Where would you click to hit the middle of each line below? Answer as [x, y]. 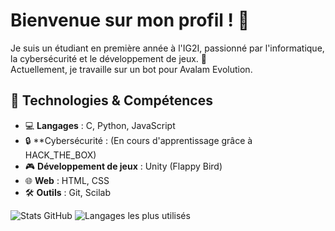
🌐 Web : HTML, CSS [67, 180]
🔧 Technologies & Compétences [111, 100]
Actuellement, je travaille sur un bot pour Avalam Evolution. [131, 69]
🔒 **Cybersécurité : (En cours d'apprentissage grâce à [138, 140]
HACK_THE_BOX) [60, 155]
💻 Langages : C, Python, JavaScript [100, 125]
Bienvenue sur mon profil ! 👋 [130, 20]
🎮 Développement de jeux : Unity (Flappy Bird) [123, 166]
